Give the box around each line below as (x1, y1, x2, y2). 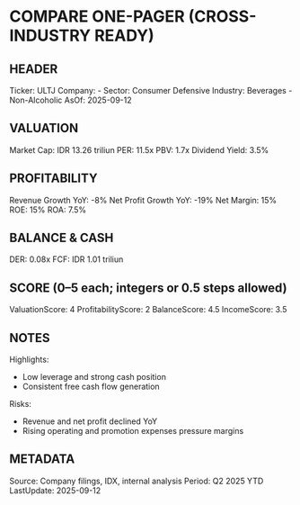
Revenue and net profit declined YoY (22, 416, 158, 427)
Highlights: (9, 354, 49, 365)
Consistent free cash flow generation (22, 381, 160, 392)
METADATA (9, 452, 75, 467)
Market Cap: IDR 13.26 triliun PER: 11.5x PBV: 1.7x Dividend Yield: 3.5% (9, 144, 269, 155)
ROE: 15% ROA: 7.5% (9, 204, 87, 215)
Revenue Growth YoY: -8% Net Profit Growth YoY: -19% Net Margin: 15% (9, 194, 278, 205)
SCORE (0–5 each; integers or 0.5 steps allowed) (9, 280, 287, 295)
